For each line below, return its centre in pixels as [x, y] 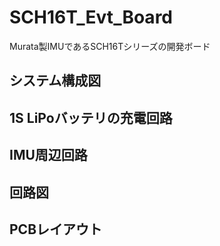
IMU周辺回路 [48, 155]
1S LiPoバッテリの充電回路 [91, 117]
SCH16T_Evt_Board [91, 17]
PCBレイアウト [56, 229]
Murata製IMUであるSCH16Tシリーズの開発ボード [110, 46]
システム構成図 [55, 81]
